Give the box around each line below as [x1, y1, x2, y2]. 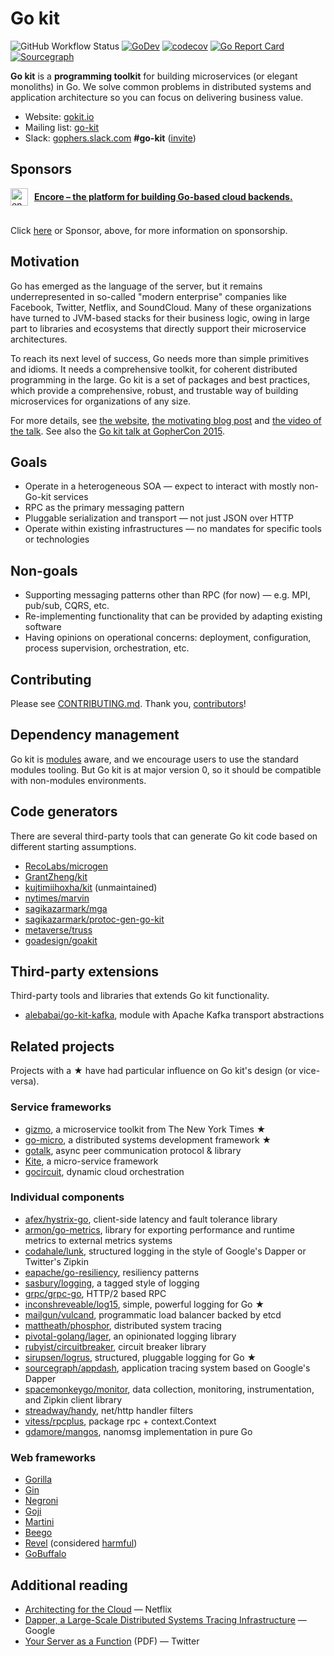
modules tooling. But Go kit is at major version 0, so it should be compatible [10, 763, 322, 776]
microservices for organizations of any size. [10, 395, 192, 407]
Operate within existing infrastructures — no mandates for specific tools [24, 523, 322, 535]
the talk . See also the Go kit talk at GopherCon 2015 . [10, 425, 225, 437]
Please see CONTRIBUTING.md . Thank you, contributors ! [10, 698, 247, 709]
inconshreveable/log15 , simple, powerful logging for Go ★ [24, 1298, 265, 1310]
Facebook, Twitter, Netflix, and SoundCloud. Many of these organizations [10, 301, 312, 313]
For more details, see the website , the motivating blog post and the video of [10, 414, 322, 426]
